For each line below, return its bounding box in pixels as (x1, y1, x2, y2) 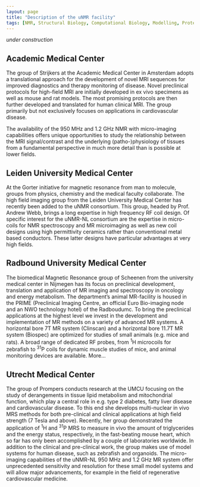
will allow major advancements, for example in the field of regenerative (6, 468, 180, 476)
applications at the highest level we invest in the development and (6, 312, 168, 319)
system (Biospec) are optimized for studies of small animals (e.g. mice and (6, 331, 189, 338)
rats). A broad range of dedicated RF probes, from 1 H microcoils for (6, 337, 171, 346)
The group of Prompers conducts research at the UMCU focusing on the (6, 385, 184, 392)
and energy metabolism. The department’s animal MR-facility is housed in (6, 293, 187, 300)
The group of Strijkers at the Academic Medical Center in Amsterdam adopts (6, 69, 194, 76)
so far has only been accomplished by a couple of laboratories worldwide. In (6, 437, 194, 444)
